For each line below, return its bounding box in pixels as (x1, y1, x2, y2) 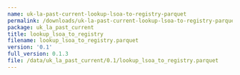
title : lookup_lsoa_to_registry (7, 30, 104, 38)
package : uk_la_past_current (7, 24, 94, 31)
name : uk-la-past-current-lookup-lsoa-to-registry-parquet (7, 10, 187, 18)
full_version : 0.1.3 (7, 51, 69, 58)
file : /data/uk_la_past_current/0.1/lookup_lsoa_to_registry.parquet (7, 57, 219, 64)
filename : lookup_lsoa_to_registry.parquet (7, 37, 139, 44)
